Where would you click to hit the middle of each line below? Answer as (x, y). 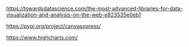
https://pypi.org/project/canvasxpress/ (53, 26)
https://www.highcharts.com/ (42, 37)
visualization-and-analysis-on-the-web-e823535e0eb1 (74, 15)
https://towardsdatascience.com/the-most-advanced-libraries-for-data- (94, 9)
